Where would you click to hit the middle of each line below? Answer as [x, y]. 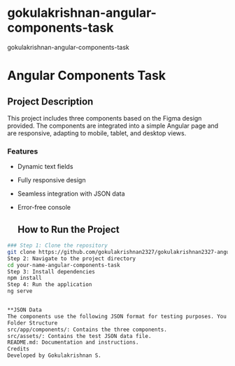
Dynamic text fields [45, 167]
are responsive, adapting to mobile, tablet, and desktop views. [97, 133]
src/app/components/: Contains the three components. [87, 330]
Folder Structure [33, 323]
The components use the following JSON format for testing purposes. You [117, 316]
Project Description [50, 101]
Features [23, 151]
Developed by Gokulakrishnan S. [54, 355]
